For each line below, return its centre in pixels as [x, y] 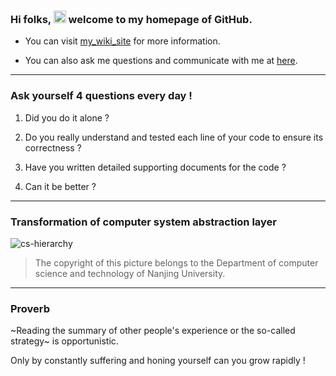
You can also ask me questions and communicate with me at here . [161, 61]
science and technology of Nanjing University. [130, 273]
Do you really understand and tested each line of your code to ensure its [174, 137]
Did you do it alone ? [67, 117]
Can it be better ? [60, 186]
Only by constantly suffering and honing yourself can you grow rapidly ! [158, 361]
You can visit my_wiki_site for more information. [122, 41]
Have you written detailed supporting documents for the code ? [155, 167]
